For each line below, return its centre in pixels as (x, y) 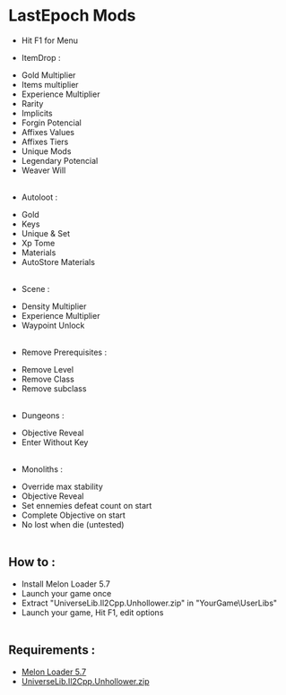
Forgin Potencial (51, 123)
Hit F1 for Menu (49, 40)
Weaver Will (43, 170)
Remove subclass (54, 388)
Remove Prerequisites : (64, 352)
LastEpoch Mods (72, 16)
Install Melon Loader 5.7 (66, 584)
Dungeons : (43, 415)
